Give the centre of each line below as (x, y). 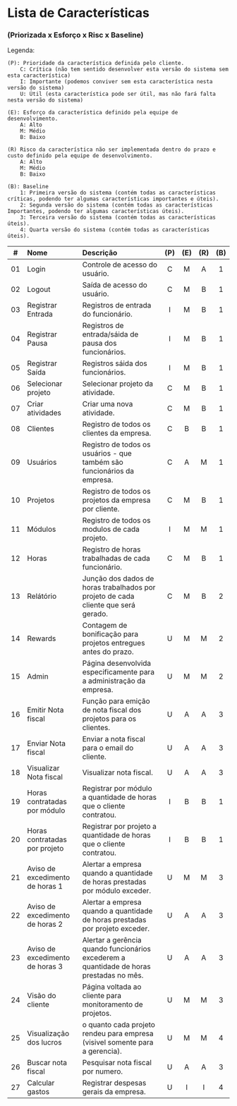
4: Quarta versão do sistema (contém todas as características (115, 230)
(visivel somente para (118, 1043)
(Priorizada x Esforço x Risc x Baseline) (75, 35)
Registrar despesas (114, 1083)
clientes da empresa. (117, 433)
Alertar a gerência (112, 940)
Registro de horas (111, 549)
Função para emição (116, 701)
